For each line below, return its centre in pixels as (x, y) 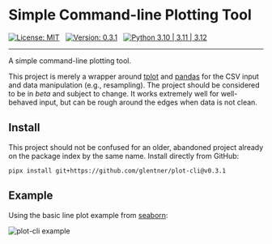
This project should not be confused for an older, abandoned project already (136, 147)
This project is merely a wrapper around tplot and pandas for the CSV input (134, 76)
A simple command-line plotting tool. (70, 60)
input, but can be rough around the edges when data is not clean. (148, 102)
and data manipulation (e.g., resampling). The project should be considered (134, 85)
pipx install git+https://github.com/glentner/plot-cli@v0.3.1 (117, 171)
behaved (23, 102)
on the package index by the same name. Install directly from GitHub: (124, 156)
